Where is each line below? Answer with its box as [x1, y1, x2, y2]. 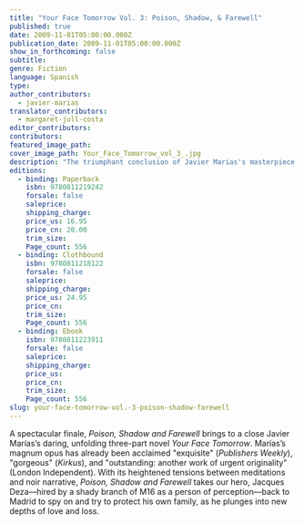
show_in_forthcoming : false [9, 47, 117, 57]
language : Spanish [9, 73, 79, 82]
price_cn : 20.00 [25, 225, 88, 234]
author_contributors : [9, 89, 92, 98]
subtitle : [9, 56, 47, 65]
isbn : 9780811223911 [25, 335, 104, 344]
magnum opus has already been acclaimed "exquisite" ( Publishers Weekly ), [9, 447, 293, 458]
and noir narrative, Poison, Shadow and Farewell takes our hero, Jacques [9, 476, 285, 488]
